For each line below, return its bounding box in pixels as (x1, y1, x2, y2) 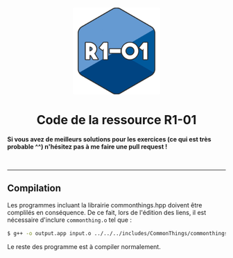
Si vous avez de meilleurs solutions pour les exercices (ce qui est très (7, 135, 212, 143)
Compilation (7, 182, 61, 194)
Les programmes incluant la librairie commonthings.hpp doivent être (7, 200, 202, 209)
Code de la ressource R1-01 (36, 112, 197, 128)
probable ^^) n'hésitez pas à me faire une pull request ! (7, 142, 168, 150)
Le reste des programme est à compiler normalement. (7, 242, 161, 250)
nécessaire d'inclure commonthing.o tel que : (7, 216, 132, 224)
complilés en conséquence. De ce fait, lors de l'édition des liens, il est (7, 208, 207, 216)
